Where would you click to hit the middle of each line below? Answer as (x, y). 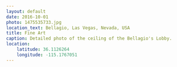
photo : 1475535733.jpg (34, 22)
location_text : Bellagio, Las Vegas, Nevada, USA (68, 28)
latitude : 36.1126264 (43, 50)
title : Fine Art (26, 33)
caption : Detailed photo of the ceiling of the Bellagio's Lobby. (89, 38)
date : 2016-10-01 (27, 17)
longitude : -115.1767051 (47, 55)
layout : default (26, 11)
